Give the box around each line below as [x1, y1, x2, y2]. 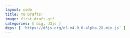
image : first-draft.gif [5, 16, 55, 21]
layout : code [5, 7, 32, 12]
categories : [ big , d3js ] [5, 21, 61, 26]
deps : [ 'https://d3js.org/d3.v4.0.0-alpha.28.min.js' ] [5, 26, 126, 31]
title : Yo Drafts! [5, 12, 43, 17]
